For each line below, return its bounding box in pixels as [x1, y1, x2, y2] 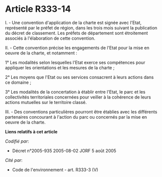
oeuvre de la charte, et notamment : [5, 50, 77, 56]
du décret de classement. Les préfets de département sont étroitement [5, 30, 148, 36]
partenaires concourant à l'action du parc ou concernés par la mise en [5, 114, 147, 120]
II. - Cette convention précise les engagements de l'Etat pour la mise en [5, 45, 149, 51]
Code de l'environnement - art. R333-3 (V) [12, 167, 98, 173]
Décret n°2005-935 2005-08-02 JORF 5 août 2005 [12, 148, 116, 153]
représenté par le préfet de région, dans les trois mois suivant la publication [5, 25, 158, 30]
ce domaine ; [5, 79, 32, 85]
